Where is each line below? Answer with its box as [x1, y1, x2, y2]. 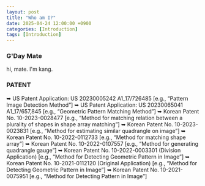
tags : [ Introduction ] [6, 32, 62, 38]
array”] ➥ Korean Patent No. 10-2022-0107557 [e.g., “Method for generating [6, 140, 199, 147]
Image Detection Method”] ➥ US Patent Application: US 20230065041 [6, 101, 184, 109]
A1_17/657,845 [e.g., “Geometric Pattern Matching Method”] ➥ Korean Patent [6, 107, 199, 115]
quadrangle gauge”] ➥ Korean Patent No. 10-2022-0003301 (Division [6, 146, 181, 154]
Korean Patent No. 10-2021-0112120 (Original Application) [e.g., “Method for [6, 159, 198, 166]
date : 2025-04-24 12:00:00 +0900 [6, 20, 92, 26]
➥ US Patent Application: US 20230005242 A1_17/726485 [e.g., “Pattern [6, 95, 188, 102]
